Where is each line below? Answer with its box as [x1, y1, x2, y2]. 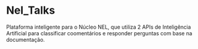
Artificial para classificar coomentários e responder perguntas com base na [6, 29, 193, 36]
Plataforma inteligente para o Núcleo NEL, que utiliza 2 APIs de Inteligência [6, 23, 191, 30]
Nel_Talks [6, 4, 56, 17]
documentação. [6, 36, 45, 43]
